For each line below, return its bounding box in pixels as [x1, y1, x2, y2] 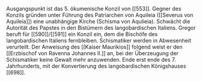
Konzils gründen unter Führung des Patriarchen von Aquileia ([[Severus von [6, 11, 194, 19]
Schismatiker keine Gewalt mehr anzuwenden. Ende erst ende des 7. [6, 56, 176, 63]
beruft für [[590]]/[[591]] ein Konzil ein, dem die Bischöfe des [6, 31, 158, 38]
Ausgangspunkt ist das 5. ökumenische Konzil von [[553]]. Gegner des [6, 5, 182, 12]
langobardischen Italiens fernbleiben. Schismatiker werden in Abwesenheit [6, 37, 191, 44]
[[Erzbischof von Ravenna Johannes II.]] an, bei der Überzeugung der [6, 50, 179, 56]
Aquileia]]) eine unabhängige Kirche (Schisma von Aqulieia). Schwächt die [6, 18, 191, 25]
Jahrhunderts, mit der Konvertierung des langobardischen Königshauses [6, 62, 186, 70]
